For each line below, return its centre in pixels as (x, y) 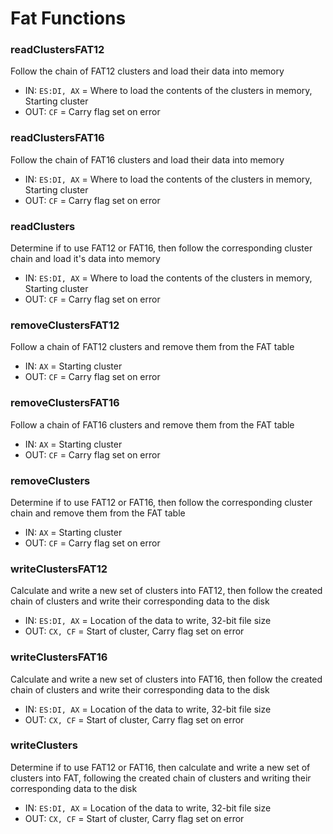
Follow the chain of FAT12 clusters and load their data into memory (147, 71)
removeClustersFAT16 (65, 403)
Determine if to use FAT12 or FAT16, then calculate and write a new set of (160, 767)
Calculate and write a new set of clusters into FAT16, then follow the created (166, 679)
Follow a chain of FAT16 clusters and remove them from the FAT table (152, 424)
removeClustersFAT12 (65, 325)
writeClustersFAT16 (59, 657)
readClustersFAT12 (57, 50)
